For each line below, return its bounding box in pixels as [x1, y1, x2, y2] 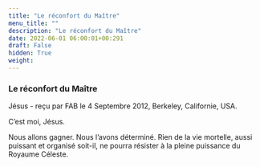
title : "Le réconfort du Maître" [8, 11, 120, 20]
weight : [8, 57, 35, 65]
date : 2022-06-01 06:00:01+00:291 [8, 34, 124, 43]
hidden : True [8, 49, 52, 57]
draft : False [8, 42, 52, 50]
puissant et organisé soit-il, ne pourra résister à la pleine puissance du [8, 141, 241, 151]
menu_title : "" [8, 19, 59, 27]
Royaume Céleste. [8, 149, 69, 159]
